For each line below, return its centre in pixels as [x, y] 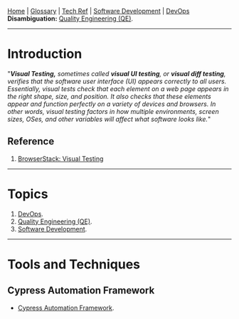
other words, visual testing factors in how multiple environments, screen [113, 111]
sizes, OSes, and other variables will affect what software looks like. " [109, 119]
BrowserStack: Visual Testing [60, 158]
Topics [28, 194]
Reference [31, 141]
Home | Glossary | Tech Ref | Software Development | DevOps [99, 11]
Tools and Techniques [74, 264]
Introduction [45, 54]
